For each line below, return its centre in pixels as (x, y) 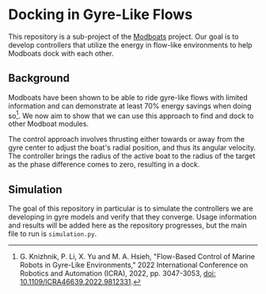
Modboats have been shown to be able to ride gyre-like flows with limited (128, 97)
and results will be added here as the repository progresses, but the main (127, 225)
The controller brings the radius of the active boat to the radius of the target (132, 156)
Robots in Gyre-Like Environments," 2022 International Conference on (133, 265)
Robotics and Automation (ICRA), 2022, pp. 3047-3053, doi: (118, 273)
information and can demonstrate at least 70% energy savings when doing (130, 105)
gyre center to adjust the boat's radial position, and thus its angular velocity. (132, 147)
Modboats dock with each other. (61, 53)
